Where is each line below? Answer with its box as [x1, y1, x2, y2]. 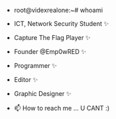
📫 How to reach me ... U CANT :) [13, 104, 110, 112]
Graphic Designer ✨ [13, 90, 72, 97]
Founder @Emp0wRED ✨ [13, 48, 87, 55]
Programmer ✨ [13, 62, 57, 69]
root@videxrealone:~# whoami [13, 6, 103, 14]
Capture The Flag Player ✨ [13, 34, 91, 41]
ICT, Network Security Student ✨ [13, 20, 110, 27]
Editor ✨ [13, 76, 38, 83]
